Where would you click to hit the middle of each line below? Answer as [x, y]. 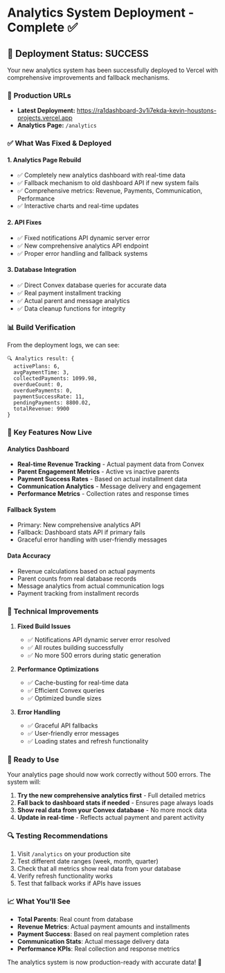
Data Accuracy [29, 556]
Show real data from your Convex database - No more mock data [112, 810]
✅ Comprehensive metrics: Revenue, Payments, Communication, [110, 191]
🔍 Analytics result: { [41, 359]
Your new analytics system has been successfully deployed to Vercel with [112, 70]
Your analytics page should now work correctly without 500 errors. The [109, 775]
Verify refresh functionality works [65, 876]
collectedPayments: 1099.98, [55, 379]
